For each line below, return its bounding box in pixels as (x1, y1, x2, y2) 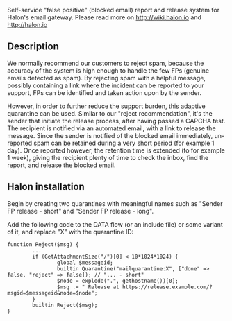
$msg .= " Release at (56, 284, 119, 290)
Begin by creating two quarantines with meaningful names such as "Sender (7, 199, 224, 207)
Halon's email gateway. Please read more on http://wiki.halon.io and (7, 13, 201, 21)
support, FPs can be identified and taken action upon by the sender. (7, 88, 202, 96)
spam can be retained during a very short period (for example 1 (33, 139, 215, 147)
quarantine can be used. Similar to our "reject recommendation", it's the (7, 109, 213, 117)
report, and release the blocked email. (7, 161, 116, 169)
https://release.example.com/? (122, 284, 213, 290)
